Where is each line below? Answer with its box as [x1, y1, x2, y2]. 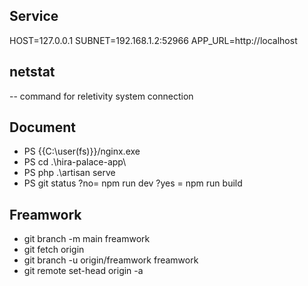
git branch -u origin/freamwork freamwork [23, 254, 199, 266]
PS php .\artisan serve [23, 167, 116, 179]
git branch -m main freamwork [23, 233, 151, 245]
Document [9, 119, 76, 136]
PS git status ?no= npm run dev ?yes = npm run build [23, 177, 243, 189]
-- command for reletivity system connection [9, 90, 194, 102]
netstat [9, 64, 56, 81]
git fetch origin [23, 244, 85, 256]
